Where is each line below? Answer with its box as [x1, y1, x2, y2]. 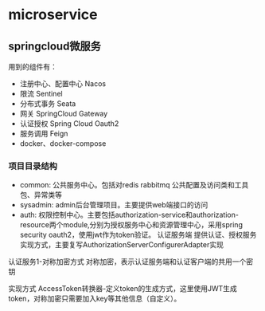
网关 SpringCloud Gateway [19, 109, 108, 118]
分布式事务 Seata [19, 99, 76, 108]
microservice [8, 6, 98, 24]
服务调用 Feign [19, 129, 68, 138]
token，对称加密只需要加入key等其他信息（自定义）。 [8, 293, 181, 304]
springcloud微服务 [8, 39, 101, 53]
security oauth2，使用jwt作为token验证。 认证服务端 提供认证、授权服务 [19, 230, 257, 240]
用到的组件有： [8, 62, 57, 71]
